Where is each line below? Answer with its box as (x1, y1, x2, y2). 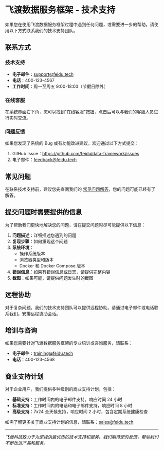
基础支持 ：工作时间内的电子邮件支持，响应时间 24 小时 (12, 396, 123, 403)
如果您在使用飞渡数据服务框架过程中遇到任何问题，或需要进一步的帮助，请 (5, 21, 154, 27)
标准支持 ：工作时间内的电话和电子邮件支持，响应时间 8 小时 (12, 403, 133, 409)
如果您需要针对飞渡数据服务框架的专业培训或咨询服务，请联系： (5, 340, 133, 346)
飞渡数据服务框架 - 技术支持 (5, 4, 116, 16)
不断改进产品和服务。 (5, 440, 48, 446)
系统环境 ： (12, 245, 34, 250)
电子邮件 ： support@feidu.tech (12, 71, 74, 77)
